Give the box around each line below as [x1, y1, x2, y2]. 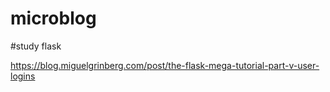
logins [10, 70, 36, 82]
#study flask [10, 40, 62, 52]
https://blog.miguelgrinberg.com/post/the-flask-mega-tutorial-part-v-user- [10, 59, 320, 71]
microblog [10, 7, 97, 30]
